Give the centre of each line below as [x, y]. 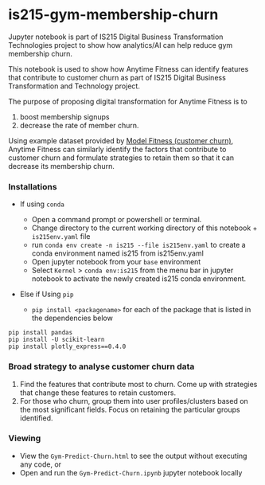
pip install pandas [41, 333]
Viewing [25, 438]
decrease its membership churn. [62, 166]
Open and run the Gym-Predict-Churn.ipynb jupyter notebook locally [131, 472]
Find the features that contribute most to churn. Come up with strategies [138, 384]
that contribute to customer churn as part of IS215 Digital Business [117, 77]
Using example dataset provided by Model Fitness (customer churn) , [121, 140]
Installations [33, 186]
